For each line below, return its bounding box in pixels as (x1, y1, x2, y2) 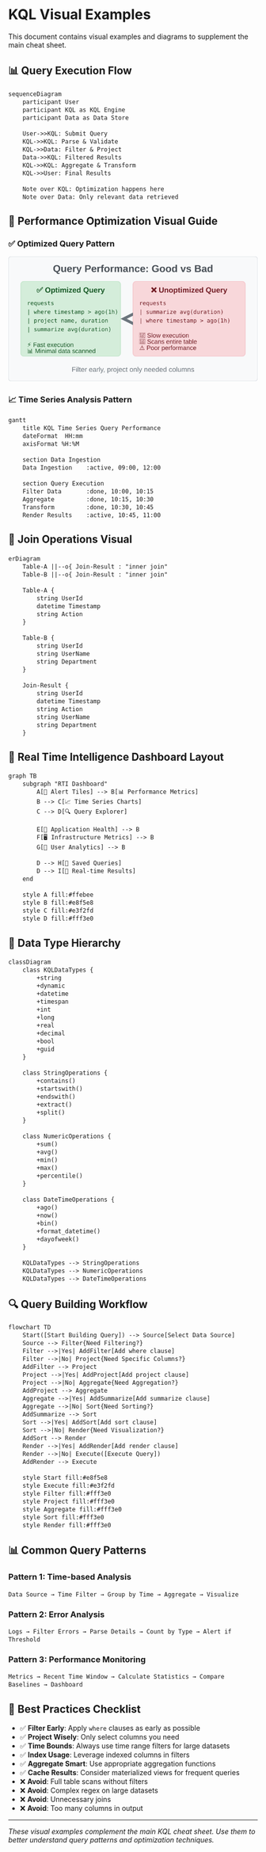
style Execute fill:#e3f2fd (22, 1481, 115, 1489)
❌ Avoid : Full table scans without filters (19, 1777, 148, 1786)
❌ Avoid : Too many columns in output (19, 1804, 144, 1813)
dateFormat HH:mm (22, 432, 83, 440)
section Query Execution (22, 479, 104, 488)
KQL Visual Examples (8, 6, 151, 24)
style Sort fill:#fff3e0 (22, 1513, 104, 1521)
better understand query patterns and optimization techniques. (8, 1835, 215, 1845)
